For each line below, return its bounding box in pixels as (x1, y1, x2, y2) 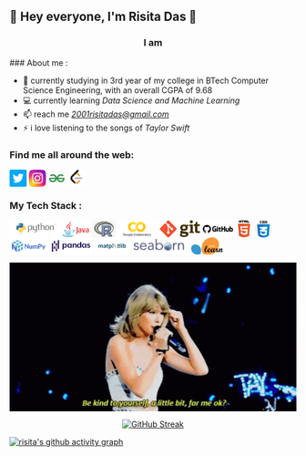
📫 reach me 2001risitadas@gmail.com (22, 109, 170, 119)
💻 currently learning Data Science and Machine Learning (22, 95, 240, 106)
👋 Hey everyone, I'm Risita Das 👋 (9, 9, 198, 25)
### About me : (9, 57, 68, 68)
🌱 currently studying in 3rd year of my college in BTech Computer (22, 75, 270, 86)
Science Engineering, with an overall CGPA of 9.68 (22, 84, 213, 96)
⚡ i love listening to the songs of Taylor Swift (22, 122, 190, 133)
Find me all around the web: (9, 148, 135, 161)
